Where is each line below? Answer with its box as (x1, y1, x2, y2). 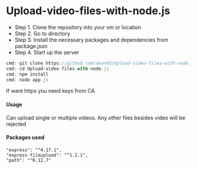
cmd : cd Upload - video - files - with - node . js (6, 66, 110, 71)
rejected (6, 120, 27, 128)
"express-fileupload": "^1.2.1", (6, 152, 88, 158)
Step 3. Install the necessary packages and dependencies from (14, 36, 169, 43)
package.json (14, 43, 48, 50)
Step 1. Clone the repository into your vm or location (14, 24, 141, 31)
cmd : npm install (6, 71, 49, 77)
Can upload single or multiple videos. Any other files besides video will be (6, 114, 186, 121)
